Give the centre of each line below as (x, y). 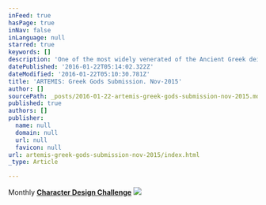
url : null (31, 140)
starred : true (32, 45)
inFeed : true (30, 15)
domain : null (37, 132)
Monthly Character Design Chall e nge (70, 192)
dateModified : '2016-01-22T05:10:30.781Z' (79, 74)
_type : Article (33, 162)
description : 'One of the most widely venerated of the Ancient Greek (127, 60)
